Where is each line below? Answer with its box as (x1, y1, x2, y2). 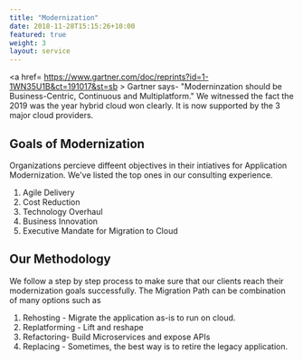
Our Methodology (9, 252, 111, 267)
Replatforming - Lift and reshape (22, 321, 144, 332)
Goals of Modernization (9, 136, 145, 152)
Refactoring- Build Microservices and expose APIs (22, 331, 211, 342)
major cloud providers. (9, 110, 94, 121)
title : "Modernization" (9, 13, 99, 23)
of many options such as (9, 294, 101, 305)
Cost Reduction (22, 196, 80, 208)
